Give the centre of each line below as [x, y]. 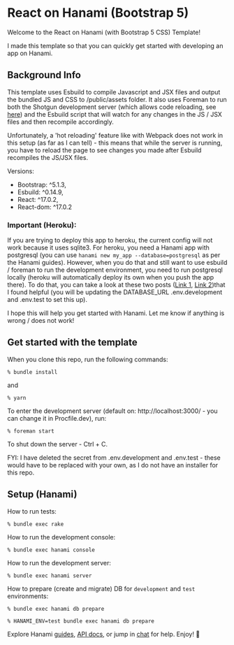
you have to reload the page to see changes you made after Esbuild [104, 150]
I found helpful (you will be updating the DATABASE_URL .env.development [115, 292]
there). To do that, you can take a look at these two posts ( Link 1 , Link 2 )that [116, 285]
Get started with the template [72, 343]
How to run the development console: [61, 537]
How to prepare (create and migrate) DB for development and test [101, 588]
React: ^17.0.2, [38, 199]
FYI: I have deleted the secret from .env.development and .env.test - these [114, 457]
